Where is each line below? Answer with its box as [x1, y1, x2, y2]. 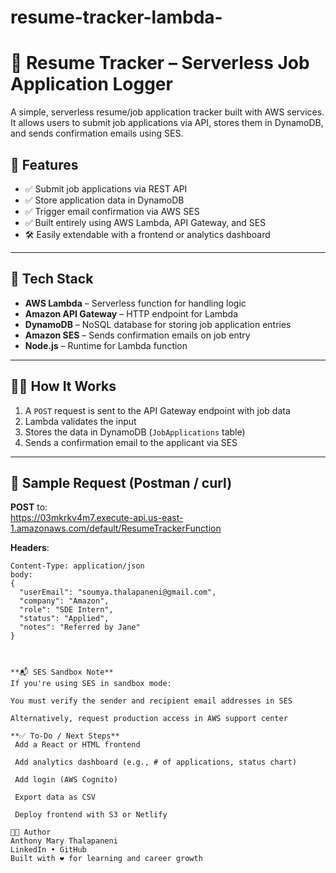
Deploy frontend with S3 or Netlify [14, 810, 168, 820]
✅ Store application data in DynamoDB [24, 194, 185, 206]
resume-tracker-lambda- [10, 6, 223, 29]
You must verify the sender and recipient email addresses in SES [10, 696, 293, 706]
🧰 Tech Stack [10, 271, 94, 288]
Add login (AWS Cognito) [14, 775, 118, 785]
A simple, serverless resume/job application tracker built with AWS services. [10, 106, 325, 118]
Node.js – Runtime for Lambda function [24, 339, 188, 351]
